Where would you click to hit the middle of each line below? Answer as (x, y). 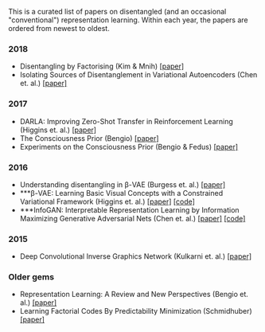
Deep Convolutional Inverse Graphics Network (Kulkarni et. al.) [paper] (136, 256)
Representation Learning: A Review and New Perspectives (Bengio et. (134, 295)
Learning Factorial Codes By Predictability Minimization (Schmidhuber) (136, 311)
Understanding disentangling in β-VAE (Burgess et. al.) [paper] (123, 184)
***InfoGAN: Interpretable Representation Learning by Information (130, 209)
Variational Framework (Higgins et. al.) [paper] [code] (107, 201)
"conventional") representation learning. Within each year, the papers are (128, 20)
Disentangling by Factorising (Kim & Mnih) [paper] (102, 66)
